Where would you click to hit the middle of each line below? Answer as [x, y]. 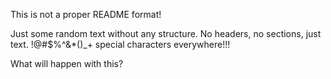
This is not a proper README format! [86, 14]
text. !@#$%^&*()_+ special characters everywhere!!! [120, 44]
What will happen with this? [67, 63]
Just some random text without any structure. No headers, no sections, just [166, 33]
